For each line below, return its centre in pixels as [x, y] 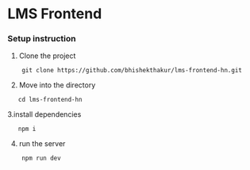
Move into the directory [57, 85]
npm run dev [41, 158]
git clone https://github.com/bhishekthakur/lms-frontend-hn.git [132, 71]
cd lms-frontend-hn [50, 100]
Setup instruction [42, 39]
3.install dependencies [44, 114]
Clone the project [47, 56]
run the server [42, 144]
